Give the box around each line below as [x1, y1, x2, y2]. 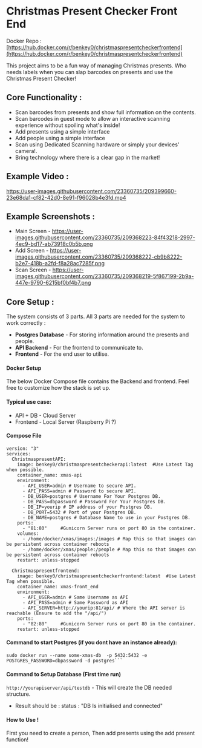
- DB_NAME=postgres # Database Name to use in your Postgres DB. [22, 514, 191, 520]
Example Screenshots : [6, 211, 95, 222]
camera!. [15, 147, 37, 154]
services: [6, 450, 31, 457]
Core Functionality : [6, 92, 82, 103]
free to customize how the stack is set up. [6, 384, 111, 392]
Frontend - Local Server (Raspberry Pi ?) [15, 418, 117, 426]
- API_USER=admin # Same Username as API [22, 594, 129, 600]
